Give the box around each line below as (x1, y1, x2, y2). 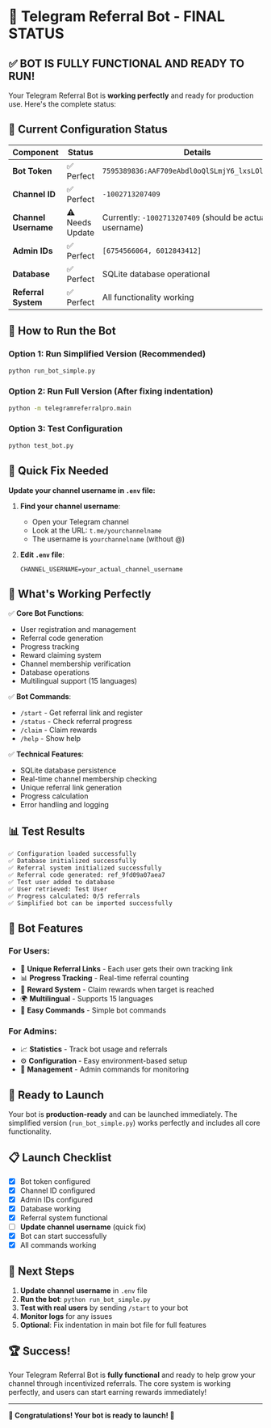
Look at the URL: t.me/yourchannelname (31, 525, 162, 535)
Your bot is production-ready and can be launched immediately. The (8, 1109, 238, 1118)
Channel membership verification (19, 659, 131, 669)
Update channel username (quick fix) (19, 1222, 147, 1232)
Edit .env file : (19, 550, 65, 559)
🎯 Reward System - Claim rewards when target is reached (19, 984, 215, 994)
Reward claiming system (19, 651, 102, 660)
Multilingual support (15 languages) (19, 676, 138, 686)
